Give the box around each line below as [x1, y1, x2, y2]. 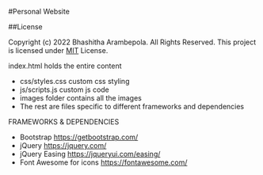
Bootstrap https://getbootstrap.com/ [19, 132, 139, 142]
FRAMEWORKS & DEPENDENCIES [8, 117, 120, 126]
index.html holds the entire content [8, 61, 122, 70]
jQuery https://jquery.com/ [19, 141, 107, 150]
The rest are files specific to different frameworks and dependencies [19, 102, 245, 111]
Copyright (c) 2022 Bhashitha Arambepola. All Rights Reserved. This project [8, 37, 257, 47]
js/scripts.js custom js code [19, 85, 109, 94]
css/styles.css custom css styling [19, 77, 130, 86]
